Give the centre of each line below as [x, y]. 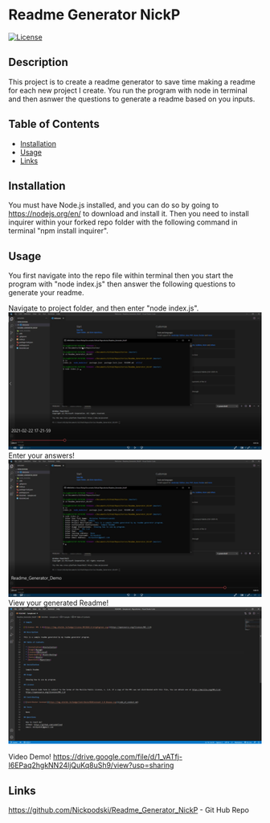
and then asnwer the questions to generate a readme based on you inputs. [132, 99]
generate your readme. [46, 293]
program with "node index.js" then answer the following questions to [122, 284]
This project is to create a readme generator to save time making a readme [132, 81]
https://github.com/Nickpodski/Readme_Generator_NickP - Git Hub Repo [129, 810]
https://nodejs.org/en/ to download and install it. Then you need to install [129, 214]
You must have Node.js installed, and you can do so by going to [114, 205]
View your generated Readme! [59, 603]
